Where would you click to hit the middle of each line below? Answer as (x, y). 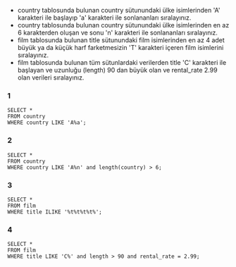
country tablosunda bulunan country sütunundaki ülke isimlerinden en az (123, 25)
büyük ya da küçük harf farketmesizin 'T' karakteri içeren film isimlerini (120, 48)
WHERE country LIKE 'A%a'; (47, 123)
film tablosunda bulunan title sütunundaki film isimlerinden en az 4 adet (121, 40)
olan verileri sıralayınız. (51, 77)
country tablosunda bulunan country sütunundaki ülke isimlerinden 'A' (119, 10)
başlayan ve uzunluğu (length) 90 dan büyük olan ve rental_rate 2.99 (117, 70)
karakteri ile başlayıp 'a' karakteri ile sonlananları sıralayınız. (104, 18)
